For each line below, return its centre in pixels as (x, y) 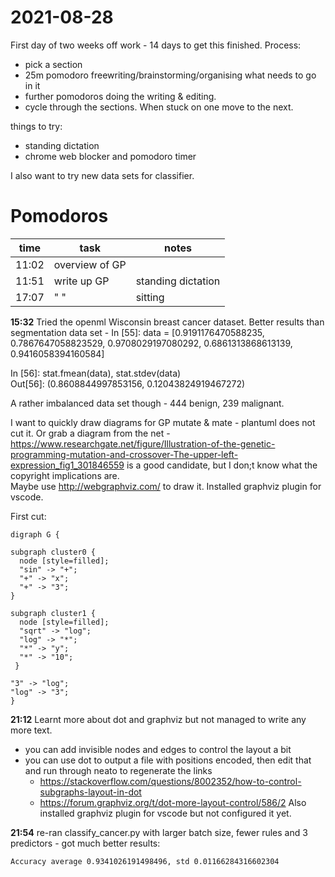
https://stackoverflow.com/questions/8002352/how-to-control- (170, 781)
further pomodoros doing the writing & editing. (120, 96)
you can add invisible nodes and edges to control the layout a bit (158, 749)
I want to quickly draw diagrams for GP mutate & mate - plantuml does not (163, 422)
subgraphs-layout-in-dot (90, 792)
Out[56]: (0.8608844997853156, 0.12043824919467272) (128, 383)
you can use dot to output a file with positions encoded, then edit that (168, 760)
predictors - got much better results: (85, 843)
